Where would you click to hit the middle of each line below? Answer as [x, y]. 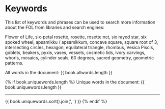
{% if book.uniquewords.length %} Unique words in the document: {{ [75, 82]
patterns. [14, 63]
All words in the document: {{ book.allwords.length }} [59, 72]
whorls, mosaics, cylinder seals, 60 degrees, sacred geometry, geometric [80, 57]
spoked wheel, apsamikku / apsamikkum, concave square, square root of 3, [82, 42]
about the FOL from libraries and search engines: [55, 27]
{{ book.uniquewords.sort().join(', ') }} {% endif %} [56, 101]
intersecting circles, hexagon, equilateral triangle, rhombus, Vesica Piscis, [80, 47]
